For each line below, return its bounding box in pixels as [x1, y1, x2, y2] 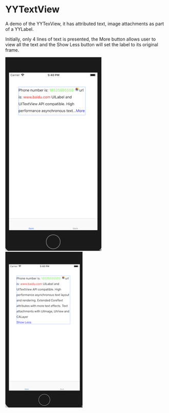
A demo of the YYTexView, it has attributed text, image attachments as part [5, 21, 164, 27]
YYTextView [5, 4, 60, 15]
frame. [5, 47, 19, 53]
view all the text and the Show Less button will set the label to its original [5, 41, 159, 47]
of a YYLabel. [5, 26, 34, 32]
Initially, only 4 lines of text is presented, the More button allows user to [5, 36, 156, 42]
